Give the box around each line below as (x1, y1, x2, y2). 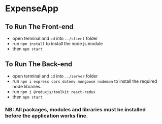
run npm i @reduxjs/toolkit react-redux (12, 89, 96, 95)
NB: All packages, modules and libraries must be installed (5, 106, 146, 113)
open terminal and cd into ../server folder (12, 73, 98, 79)
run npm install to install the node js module (12, 41, 103, 47)
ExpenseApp (5, 3, 59, 14)
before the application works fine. (5, 112, 88, 119)
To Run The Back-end (5, 60, 72, 69)
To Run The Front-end (5, 23, 74, 31)
